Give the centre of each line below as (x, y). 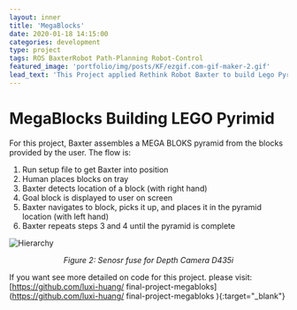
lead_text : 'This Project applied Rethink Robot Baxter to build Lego (142, 75)
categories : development (55, 42)
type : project (35, 50)
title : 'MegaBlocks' (47, 26)
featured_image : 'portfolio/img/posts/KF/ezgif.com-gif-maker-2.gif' (140, 67)
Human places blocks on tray (75, 178)
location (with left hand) (65, 216)
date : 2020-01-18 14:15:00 (59, 34)
